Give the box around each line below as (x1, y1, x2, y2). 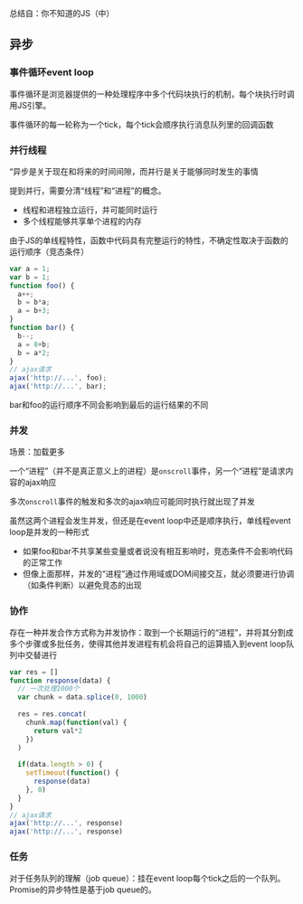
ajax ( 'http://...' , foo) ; (9, 373, 107, 382)
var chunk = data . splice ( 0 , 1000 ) (17, 692, 147, 702)
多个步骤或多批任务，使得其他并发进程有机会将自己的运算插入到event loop (9, 638, 287, 649)
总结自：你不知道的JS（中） (9, 8, 115, 18)
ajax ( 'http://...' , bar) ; (9, 382, 107, 391)
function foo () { (9, 281, 75, 290)
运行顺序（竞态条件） (9, 246, 89, 257)
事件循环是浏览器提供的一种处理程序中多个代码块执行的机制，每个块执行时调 (9, 89, 295, 99)
